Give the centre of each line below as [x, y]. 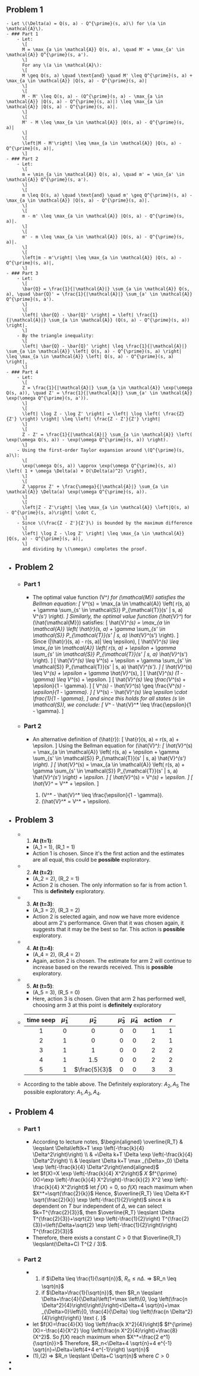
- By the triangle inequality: [56, 335]
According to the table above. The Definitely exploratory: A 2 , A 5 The [107, 1085]
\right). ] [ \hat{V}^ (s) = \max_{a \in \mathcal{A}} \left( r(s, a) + [109, 764]
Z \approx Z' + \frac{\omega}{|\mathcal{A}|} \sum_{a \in [95, 486]
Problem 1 [25, 10]
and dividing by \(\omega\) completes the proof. [84, 549]
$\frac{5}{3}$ [93, 1069]
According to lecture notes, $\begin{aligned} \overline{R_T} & [108, 1142]
